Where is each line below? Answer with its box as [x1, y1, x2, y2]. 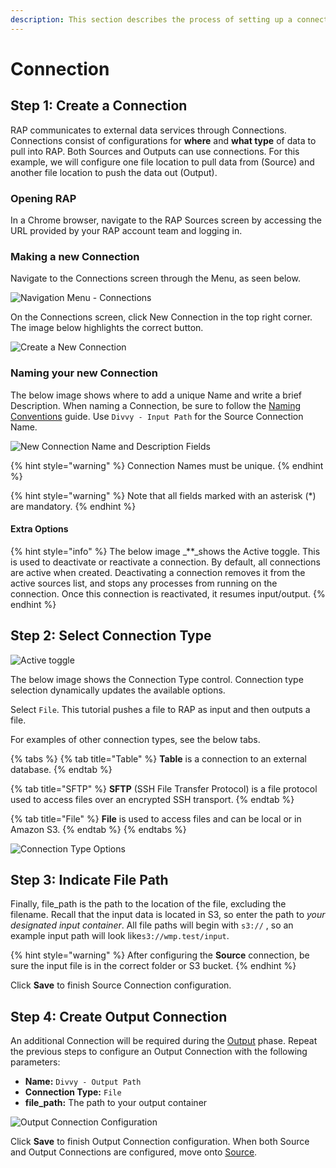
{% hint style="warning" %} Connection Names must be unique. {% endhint [10, 459, 324, 471]
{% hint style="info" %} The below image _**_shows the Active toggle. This [10, 545, 321, 557]
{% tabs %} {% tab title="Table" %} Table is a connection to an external [10, 752, 307, 765]
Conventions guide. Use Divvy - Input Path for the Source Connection [10, 410, 304, 422]
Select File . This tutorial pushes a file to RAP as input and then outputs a [10, 703, 311, 715]
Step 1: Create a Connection [10, 97, 188, 115]
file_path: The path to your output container [24, 1097, 208, 1109]
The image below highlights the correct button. [10, 322, 204, 334]
